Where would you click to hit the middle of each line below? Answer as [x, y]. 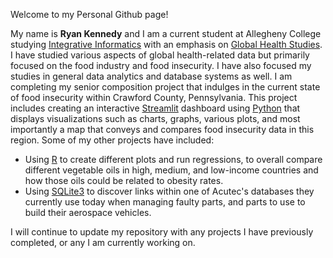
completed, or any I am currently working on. [103, 242]
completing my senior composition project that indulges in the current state [165, 87]
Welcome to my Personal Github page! [89, 14]
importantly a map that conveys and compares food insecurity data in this [162, 129]
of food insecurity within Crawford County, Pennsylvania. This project [154, 97]
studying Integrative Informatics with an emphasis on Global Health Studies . [166, 44]
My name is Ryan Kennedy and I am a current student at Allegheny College [166, 33]
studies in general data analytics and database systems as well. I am [151, 76]
